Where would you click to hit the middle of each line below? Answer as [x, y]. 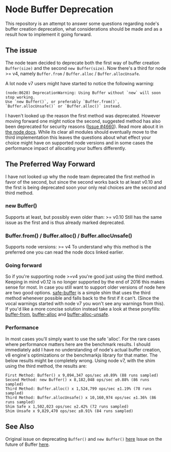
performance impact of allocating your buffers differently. [66, 148]
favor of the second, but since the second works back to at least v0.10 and [84, 182]
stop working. [20, 97]
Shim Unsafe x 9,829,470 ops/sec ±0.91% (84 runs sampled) [69, 411]
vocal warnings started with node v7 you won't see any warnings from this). [85, 304]
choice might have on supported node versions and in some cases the [79, 143]
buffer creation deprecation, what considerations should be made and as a [84, 29]
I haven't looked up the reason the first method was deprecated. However [83, 115]
